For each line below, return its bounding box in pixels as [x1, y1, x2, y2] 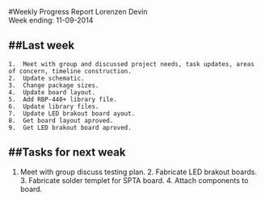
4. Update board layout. [8, 88, 95, 96]
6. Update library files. [8, 102, 99, 110]
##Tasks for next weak [8, 145, 126, 160]
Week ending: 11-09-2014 [8, 15, 94, 25]
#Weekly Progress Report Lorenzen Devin [8, 7, 148, 16]
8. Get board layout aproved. [8, 116, 114, 124]
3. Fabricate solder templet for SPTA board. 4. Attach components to [19, 175, 249, 185]
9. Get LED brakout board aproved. [8, 123, 132, 131]
